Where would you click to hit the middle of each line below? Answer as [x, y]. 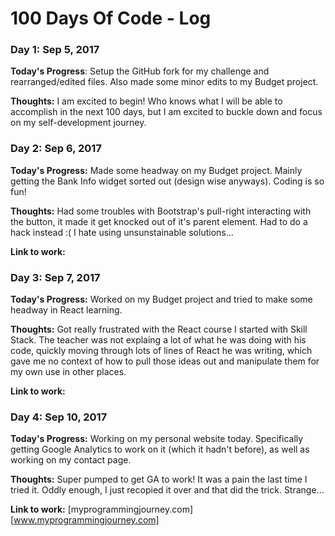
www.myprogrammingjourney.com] [86, 520]
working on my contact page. [71, 460]
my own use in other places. [68, 372]
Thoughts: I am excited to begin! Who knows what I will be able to [146, 101]
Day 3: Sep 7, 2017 [55, 277]
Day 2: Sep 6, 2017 [56, 149]
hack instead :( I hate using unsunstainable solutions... [122, 232]
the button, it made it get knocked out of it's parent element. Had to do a [159, 221]
